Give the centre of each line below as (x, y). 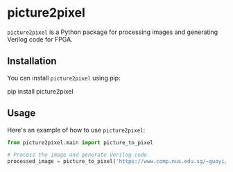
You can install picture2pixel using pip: (64, 78)
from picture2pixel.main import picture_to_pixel (80, 143)
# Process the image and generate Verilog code (77, 155)
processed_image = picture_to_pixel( (62, 162)
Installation (32, 61)
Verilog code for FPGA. (40, 39)
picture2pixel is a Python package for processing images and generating (113, 32)
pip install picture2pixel (41, 91)
